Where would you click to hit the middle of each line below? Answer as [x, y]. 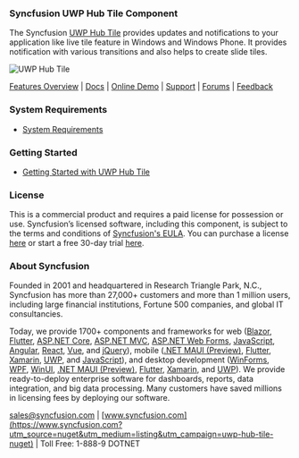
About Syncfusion [50, 267]
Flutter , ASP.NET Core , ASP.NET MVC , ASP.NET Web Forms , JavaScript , [142, 341]
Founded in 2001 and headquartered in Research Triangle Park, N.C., [136, 285]
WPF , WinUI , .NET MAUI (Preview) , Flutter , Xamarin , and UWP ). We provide [147, 369]
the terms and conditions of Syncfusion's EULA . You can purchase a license [149, 233]
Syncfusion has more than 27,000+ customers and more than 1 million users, [150, 295]
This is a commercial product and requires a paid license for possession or [146, 215]
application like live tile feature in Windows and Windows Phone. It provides [148, 42]
